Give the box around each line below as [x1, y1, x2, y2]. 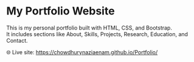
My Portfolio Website [6, 4, 115, 18]
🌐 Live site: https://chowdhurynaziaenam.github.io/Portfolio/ [6, 48, 158, 55]
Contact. [6, 37, 29, 44]
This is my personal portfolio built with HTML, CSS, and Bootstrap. [6, 24, 172, 31]
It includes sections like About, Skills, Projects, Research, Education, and [6, 30, 189, 37]
